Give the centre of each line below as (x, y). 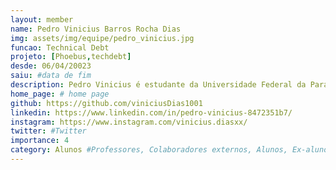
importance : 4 (40, 141)
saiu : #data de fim (51, 76)
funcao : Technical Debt (60, 47)
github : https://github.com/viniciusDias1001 (106, 103)
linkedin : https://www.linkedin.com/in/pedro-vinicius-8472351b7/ (151, 112)
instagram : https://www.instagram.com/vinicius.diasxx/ (129, 122)
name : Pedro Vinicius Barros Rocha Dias (96, 29)
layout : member (42, 19)
